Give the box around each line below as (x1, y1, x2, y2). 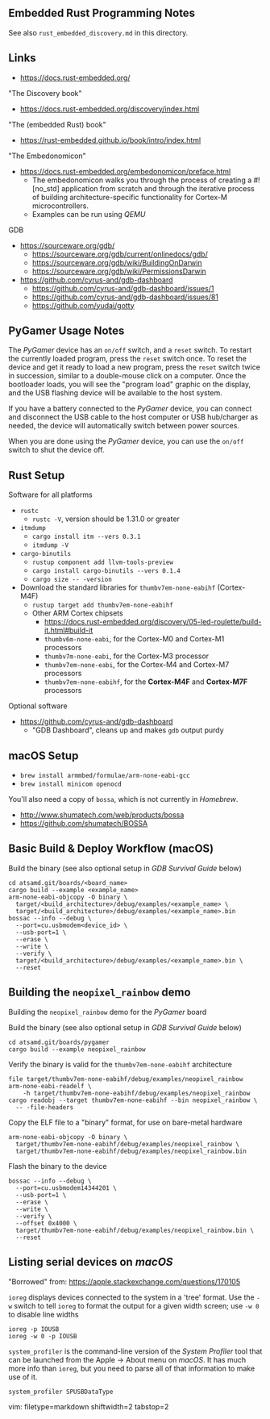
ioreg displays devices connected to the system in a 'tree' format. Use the (8, 1292, 255, 1302)
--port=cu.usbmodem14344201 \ (15, 1183, 117, 1192)
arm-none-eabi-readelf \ (8, 1082, 92, 1090)
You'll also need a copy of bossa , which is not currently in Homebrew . (8, 795, 239, 804)
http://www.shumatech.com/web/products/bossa (19, 810, 185, 820)
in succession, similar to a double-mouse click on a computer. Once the (8, 371, 247, 381)
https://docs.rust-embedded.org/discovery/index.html (19, 104, 200, 114)
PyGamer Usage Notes (8, 324, 125, 338)
